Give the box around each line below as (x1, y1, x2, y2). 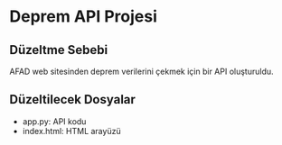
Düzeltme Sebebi (9, 42, 108, 58)
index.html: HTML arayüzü (22, 125, 121, 136)
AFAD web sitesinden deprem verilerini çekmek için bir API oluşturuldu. (9, 66, 274, 77)
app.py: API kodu (22, 115, 87, 127)
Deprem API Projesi (9, 6, 158, 27)
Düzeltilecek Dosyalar (9, 92, 136, 107)
